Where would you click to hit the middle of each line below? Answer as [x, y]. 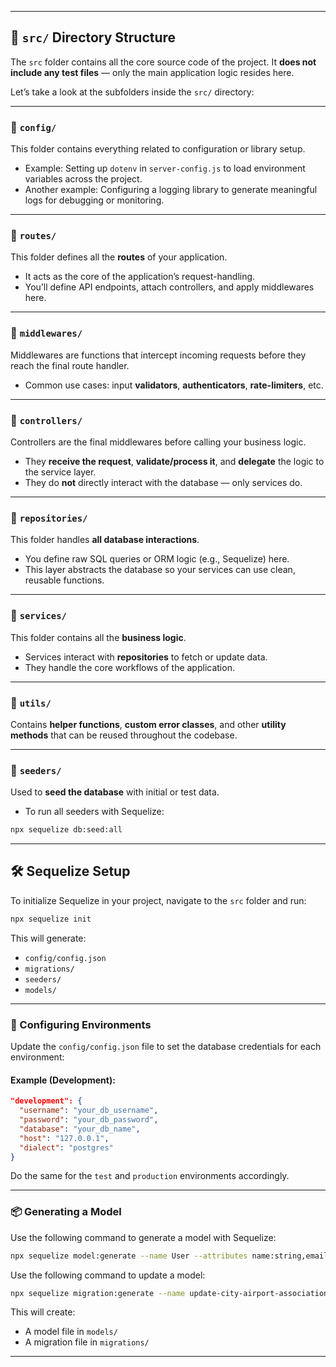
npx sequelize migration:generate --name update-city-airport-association [169, 1293]
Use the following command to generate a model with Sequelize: [143, 1237]
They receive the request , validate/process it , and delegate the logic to [174, 461]
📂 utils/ [31, 703]
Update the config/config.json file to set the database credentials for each [166, 1047]
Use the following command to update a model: [108, 1275]
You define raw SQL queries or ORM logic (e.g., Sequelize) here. [157, 559]
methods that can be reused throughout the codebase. [124, 735]
